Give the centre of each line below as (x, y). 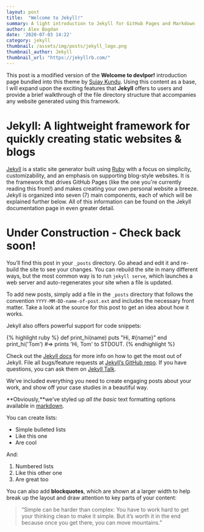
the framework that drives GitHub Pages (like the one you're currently (94, 182)
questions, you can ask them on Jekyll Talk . (61, 369)
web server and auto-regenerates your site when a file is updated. (89, 282)
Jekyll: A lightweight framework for (98, 126)
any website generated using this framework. (63, 101)
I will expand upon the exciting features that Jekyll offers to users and (94, 88)
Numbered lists (34, 466)
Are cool (26, 443)
